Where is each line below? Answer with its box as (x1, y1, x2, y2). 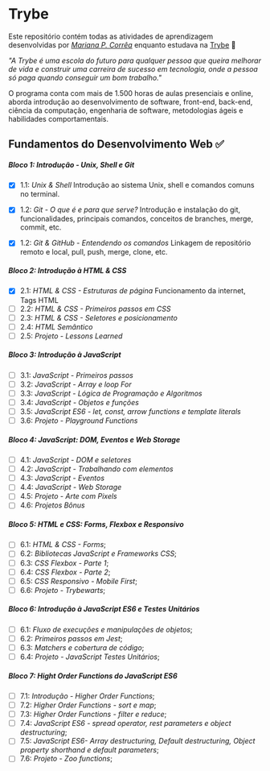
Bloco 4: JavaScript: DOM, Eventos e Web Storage (8, 434, 181, 444)
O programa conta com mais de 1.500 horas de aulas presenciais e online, (8, 88, 254, 97)
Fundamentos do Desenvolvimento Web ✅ (8, 138, 225, 151)
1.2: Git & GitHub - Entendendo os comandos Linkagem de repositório (19, 238, 252, 248)
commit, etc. (19, 222, 62, 232)
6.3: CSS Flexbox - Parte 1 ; (19, 558, 109, 568)
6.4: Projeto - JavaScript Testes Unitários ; (19, 652, 160, 661)
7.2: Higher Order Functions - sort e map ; (19, 700, 157, 710)
